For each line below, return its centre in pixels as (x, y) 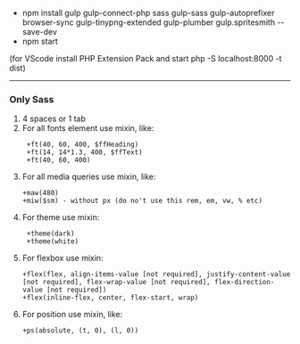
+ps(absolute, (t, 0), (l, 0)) (80, 331)
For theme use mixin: (61, 217)
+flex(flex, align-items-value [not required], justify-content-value (156, 274)
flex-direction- (244, 283)
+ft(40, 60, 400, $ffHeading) (83, 145)
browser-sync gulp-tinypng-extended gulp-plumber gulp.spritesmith (148, 22)
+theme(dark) (50, 234)
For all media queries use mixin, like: (89, 176)
